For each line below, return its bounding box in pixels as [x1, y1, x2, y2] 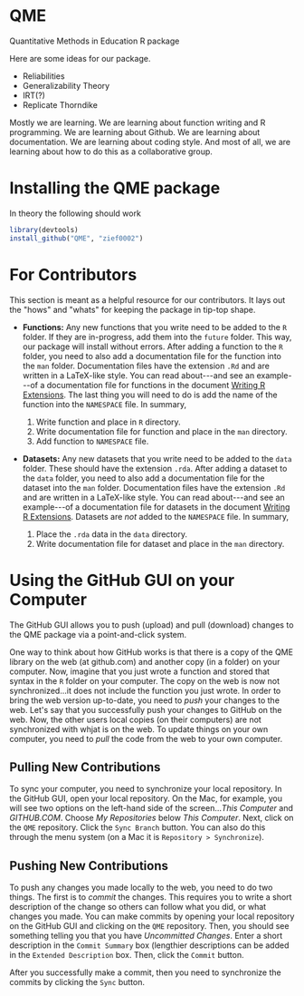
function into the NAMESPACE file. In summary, [22, 398, 187, 409]
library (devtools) [9, 225, 79, 234]
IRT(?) [22, 90, 45, 101]
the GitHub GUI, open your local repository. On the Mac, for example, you [9, 793, 283, 804]
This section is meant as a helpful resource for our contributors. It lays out [9, 294, 286, 305]
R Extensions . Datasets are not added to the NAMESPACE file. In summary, [22, 511, 290, 522]
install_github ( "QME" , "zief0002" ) [9, 233, 144, 243]
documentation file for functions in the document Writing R [46, 379, 266, 390]
